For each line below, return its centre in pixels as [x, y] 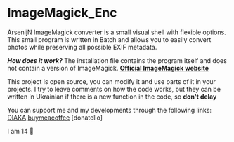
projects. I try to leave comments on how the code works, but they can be [114, 89]
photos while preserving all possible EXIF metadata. [82, 47]
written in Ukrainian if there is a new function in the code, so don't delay [112, 97]
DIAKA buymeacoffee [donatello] [55, 118]
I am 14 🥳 [20, 131]
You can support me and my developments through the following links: [110, 110]
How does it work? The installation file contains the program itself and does [117, 60]
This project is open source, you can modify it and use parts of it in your [112, 81]
